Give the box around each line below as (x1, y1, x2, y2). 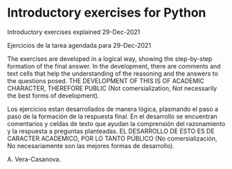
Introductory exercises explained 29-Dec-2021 (7, 28, 141, 36)
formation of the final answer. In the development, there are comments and (7, 62, 221, 70)
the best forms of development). (7, 91, 100, 100)
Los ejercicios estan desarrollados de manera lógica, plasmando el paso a (7, 105, 219, 113)
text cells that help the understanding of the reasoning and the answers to (7, 69, 218, 78)
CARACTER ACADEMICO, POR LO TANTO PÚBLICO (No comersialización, (7, 134, 217, 143)
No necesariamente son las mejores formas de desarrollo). (7, 141, 175, 150)
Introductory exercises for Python (7, 5, 206, 21)
